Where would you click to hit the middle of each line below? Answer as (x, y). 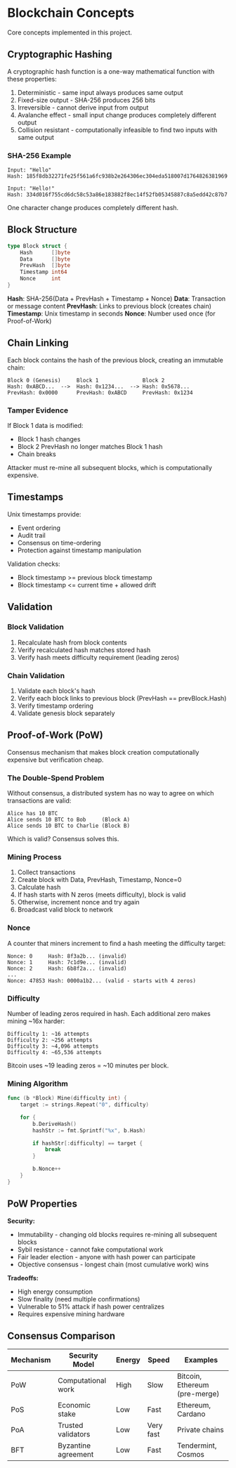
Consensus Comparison (61, 1336)
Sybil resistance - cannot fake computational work (90, 1249)
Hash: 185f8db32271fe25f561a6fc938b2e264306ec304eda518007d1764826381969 (118, 176)
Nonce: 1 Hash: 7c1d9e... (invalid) (67, 962)
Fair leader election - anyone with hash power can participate (106, 1256)
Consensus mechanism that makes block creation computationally (103, 752)
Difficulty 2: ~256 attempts (50, 1040)
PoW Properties (42, 1204)
